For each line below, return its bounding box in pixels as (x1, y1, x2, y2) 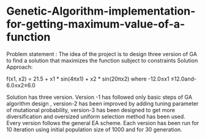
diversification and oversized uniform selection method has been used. (6, 113, 185, 120)
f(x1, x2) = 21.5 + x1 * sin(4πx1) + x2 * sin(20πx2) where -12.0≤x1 (6, 75, 170, 82)
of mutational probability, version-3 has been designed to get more (6, 106, 176, 113)
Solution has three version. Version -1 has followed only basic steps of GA (6, 93, 193, 101)
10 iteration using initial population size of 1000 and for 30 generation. (6, 126, 182, 133)
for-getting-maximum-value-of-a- (6, 17, 185, 31)
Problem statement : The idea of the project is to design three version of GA (6, 50, 198, 57)
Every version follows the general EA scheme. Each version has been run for (6, 119, 199, 126)
